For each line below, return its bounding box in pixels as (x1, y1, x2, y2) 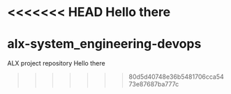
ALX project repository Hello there (7, 59, 106, 68)
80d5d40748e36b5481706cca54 (128, 72, 225, 81)
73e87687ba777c (128, 80, 179, 88)
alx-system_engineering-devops (7, 36, 202, 52)
